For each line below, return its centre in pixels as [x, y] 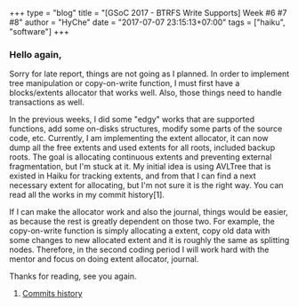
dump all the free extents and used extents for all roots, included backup [142, 148]
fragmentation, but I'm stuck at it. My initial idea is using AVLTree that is [140, 167]
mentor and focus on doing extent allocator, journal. [104, 259]
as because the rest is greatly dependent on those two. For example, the [142, 222]
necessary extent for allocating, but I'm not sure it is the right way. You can [146, 185]
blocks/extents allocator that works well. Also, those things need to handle [145, 93]
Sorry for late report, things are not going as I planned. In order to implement [149, 74]
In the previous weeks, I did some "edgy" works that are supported [132, 120]
